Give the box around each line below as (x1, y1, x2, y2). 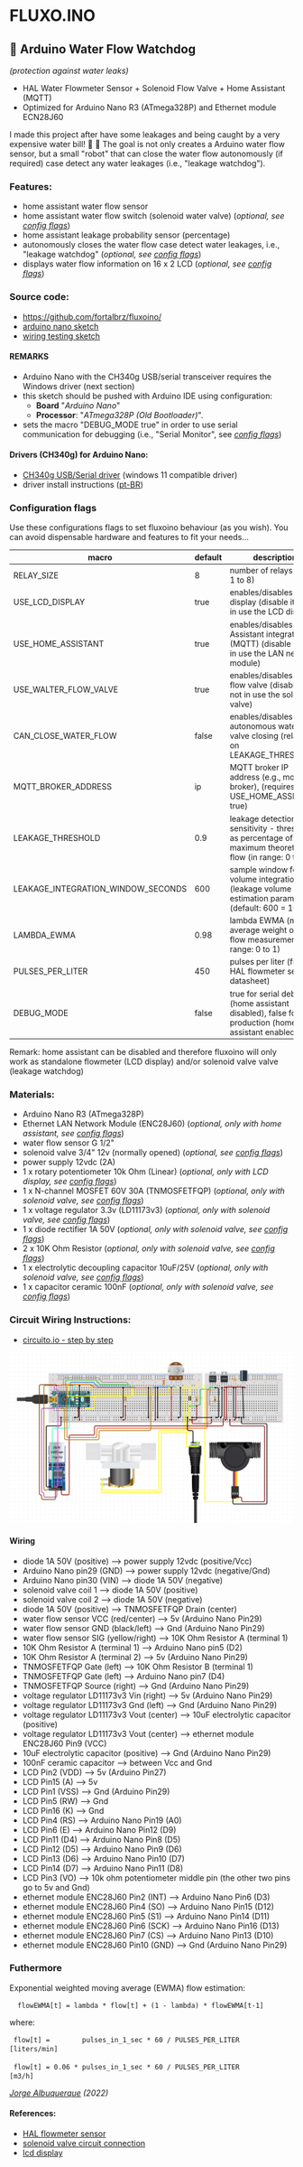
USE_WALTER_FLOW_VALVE (13, 684, 119, 696)
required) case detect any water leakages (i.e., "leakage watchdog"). (9, 158, 266, 168)
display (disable (229, 597, 289, 608)
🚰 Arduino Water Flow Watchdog (9, 42, 197, 57)
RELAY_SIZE (13, 570, 59, 581)
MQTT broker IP (229, 762, 289, 773)
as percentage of (229, 832, 293, 843)
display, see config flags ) (22, 1176, 117, 1187)
